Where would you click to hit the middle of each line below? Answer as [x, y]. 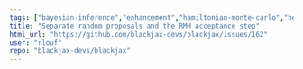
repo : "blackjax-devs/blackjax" [70, 51]
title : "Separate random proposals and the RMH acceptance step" [134, 26]
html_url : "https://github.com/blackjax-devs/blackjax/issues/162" [139, 34]
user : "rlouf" [36, 43]
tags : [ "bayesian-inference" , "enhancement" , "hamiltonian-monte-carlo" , [147, 17]
